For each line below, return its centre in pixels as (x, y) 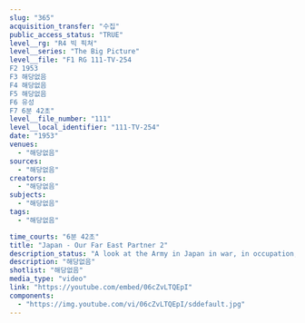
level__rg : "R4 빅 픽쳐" (54, 43)
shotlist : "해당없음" (46, 270)
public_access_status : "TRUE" (67, 34)
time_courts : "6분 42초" (54, 237)
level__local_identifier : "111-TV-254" (85, 128)
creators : (28, 178)
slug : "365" (32, 18)
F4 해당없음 (28, 85)
